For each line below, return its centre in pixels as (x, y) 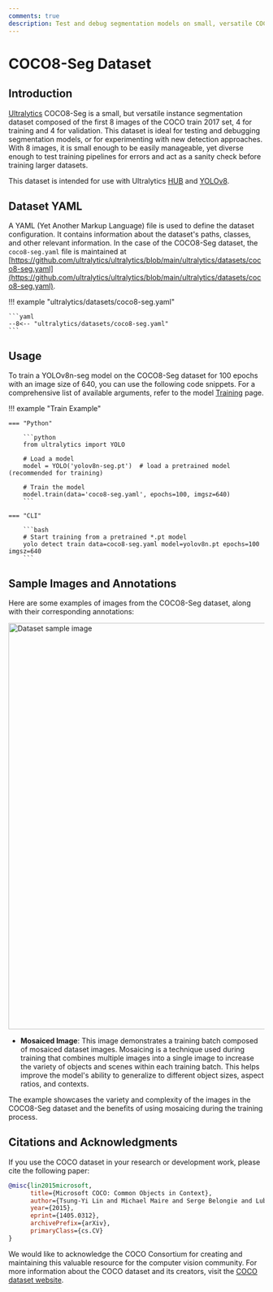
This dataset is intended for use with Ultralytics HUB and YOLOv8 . (119, 180)
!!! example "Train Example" (55, 409)
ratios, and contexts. (54, 1084)
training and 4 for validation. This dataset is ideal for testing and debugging (134, 130)
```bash (36, 530)
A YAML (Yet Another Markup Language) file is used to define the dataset (131, 226)
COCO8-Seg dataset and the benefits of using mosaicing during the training (136, 1108)
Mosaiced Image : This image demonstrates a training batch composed (139, 1040)
